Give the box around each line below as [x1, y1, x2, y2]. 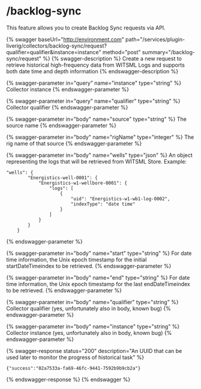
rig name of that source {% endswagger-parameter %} [6, 139, 142, 147]
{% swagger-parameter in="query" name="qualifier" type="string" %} [6, 97, 181, 105]
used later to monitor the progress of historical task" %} [6, 354, 145, 361]
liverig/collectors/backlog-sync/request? [6, 42, 107, 49]
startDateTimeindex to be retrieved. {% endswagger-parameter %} [6, 262, 172, 269]
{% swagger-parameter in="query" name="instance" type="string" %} [6, 79, 182, 87]
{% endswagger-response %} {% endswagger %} [6, 376, 131, 383]
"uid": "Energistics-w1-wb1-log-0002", [70, 195, 170, 202]
